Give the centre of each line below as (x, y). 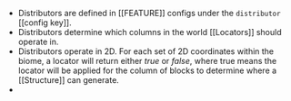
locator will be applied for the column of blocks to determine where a (147, 70)
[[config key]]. (45, 23)
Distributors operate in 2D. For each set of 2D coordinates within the (146, 51)
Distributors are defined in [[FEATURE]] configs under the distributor (149, 13)
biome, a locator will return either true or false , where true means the (147, 61)
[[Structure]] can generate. (69, 80)
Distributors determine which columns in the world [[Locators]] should (150, 32)
